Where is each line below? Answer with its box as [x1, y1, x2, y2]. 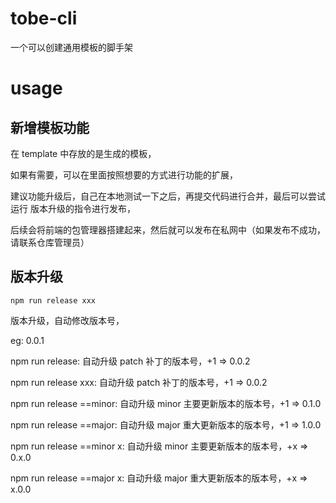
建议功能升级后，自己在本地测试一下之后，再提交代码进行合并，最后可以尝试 [10, 190, 326, 202]
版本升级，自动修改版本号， [10, 314, 125, 326]
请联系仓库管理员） [10, 236, 90, 248]
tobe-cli [10, 7, 78, 30]
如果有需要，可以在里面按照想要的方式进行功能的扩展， [10, 168, 238, 181]
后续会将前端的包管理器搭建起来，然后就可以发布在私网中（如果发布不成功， [10, 223, 326, 236]
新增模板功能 [10, 119, 90, 136]
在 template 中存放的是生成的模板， [10, 147, 157, 159]
